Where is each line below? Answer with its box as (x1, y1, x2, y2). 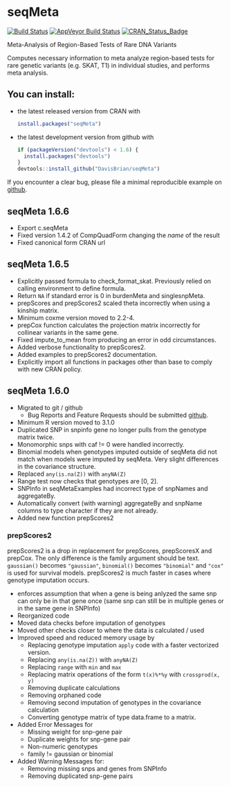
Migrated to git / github (17, 403, 83, 411)
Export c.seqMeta (17, 223, 68, 232)
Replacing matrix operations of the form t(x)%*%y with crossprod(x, (27, 670, 220, 678)
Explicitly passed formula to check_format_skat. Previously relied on (17, 277, 212, 285)
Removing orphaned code (27, 691, 102, 699)
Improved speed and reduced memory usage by (17, 633, 155, 642)
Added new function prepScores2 (17, 513, 114, 522)
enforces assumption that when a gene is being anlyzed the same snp (17, 589, 217, 598)
